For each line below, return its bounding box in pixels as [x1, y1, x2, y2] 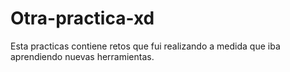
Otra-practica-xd [10, 7, 155, 30]
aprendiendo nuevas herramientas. [10, 50, 155, 62]
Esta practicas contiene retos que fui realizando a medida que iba [10, 40, 281, 52]
